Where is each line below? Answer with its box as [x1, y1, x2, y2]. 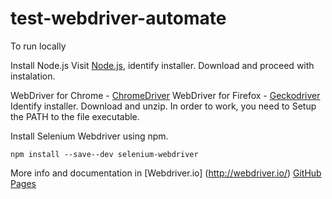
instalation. [10, 70, 56, 82]
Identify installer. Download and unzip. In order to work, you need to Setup [10, 100, 317, 112]
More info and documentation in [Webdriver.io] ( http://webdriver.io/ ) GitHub [10, 167, 322, 179]
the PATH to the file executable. [10, 110, 140, 122]
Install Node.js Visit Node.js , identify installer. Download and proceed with [10, 59, 315, 71]
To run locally [10, 40, 67, 52]
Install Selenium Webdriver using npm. [10, 130, 169, 142]
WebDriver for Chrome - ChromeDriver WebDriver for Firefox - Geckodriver [10, 89, 321, 101]
